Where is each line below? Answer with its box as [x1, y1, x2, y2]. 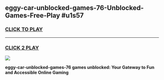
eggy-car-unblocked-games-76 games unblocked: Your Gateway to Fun [5, 64, 155, 70]
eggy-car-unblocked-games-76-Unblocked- [5, 4, 144, 12]
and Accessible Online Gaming [5, 69, 69, 75]
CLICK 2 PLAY [5, 44, 39, 51]
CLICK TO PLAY [5, 26, 43, 33]
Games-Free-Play [5, 12, 60, 20]
